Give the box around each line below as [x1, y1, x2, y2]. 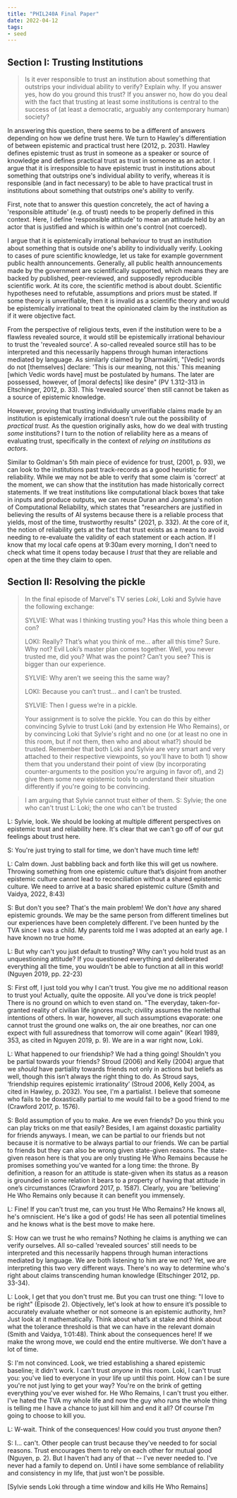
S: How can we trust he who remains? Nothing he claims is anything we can [7, 1233, 228, 1242]
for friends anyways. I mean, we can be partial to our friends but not [7, 1131, 206, 1139]
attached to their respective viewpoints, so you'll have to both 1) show [24, 752, 228, 760]
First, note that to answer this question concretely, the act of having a [7, 200, 209, 209]
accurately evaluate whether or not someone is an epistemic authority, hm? [7, 1307, 226, 1316]
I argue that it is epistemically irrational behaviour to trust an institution [7, 236, 212, 245]
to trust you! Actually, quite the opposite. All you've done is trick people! [7, 991, 217, 999]
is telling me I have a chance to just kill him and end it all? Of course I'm [7, 1403, 215, 1412]
